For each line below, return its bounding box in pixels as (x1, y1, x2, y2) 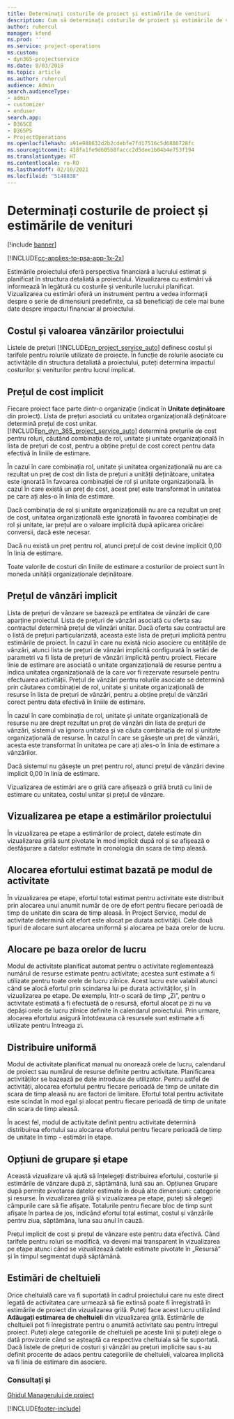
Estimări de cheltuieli (7, 1272, 101, 1284)
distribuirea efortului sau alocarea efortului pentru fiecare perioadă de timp (7, 1126, 222, 1134)
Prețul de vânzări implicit (7, 590, 118, 602)
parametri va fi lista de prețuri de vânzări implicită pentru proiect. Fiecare (7, 653, 217, 661)
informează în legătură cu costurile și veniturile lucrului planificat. (7, 282, 195, 291)
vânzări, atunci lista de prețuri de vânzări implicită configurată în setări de (7, 645, 218, 654)
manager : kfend (7, 29, 52, 37)
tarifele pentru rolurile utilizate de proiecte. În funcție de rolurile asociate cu (7, 351, 224, 360)
